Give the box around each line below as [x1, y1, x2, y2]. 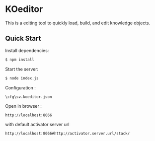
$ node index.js [5, 75, 39, 80]
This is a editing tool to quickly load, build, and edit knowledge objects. [5, 20, 151, 26]
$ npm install [5, 57, 35, 62]
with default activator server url [5, 121, 70, 127]
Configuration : [5, 84, 36, 90]
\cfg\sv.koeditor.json [5, 94, 52, 99]
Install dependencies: [5, 47, 49, 53]
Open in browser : [5, 103, 42, 109]
